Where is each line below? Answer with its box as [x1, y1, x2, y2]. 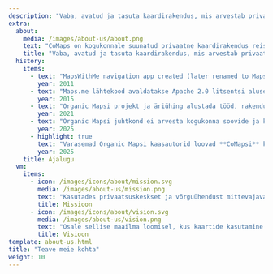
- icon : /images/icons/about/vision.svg [29, 208, 169, 216]
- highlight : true [29, 132, 93, 140]
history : [15, 58, 45, 66]
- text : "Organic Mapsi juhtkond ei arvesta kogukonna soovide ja [29, 118, 260, 126]
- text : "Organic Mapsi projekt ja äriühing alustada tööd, [29, 102, 238, 110]
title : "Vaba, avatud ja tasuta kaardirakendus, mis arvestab [23, 49, 238, 58]
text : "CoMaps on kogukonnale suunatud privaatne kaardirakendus [23, 42, 249, 50]
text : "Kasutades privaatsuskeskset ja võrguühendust [37, 192, 223, 201]
